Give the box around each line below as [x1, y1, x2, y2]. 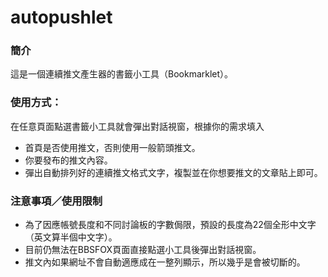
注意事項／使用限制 [10, 194, 103, 208]
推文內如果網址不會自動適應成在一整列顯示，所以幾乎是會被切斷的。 [24, 256, 306, 268]
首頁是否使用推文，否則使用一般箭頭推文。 [24, 141, 201, 153]
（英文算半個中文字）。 [24, 231, 118, 243]
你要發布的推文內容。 [24, 154, 113, 166]
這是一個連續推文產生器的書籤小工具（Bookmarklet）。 [10, 68, 234, 80]
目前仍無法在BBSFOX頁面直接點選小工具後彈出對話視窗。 [24, 244, 262, 256]
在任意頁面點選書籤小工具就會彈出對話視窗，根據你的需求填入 [10, 120, 265, 132]
